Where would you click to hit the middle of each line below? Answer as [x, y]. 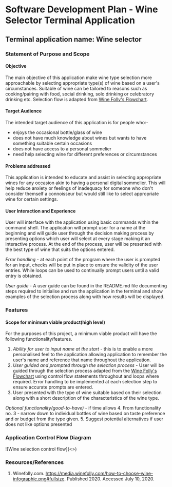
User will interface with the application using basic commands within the [82, 222]
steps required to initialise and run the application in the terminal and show [84, 291]
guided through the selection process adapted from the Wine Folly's [85, 371]
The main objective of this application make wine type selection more [79, 77]
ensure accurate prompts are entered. [53, 387]
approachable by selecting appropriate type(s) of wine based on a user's [83, 83]
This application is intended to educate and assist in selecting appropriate [83, 178]
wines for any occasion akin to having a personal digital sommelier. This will [85, 183]
